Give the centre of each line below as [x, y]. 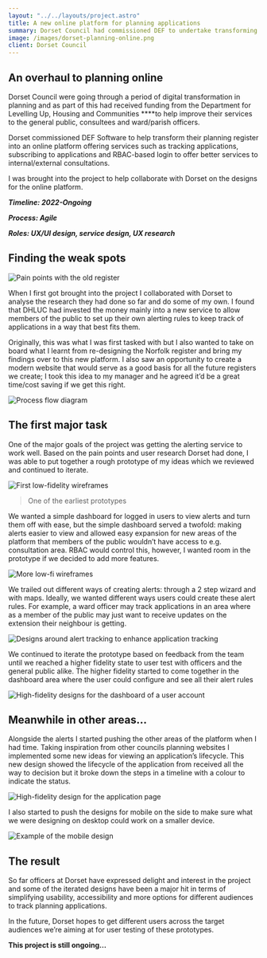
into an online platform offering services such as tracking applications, [124, 146]
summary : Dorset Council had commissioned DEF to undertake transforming [133, 30]
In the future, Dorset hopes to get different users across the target [116, 921]
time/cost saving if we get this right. [67, 384]
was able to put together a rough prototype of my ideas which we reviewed [131, 461]
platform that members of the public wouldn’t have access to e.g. [115, 541]
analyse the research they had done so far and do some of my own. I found [131, 301]
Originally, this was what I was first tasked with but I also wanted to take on [131, 342]
